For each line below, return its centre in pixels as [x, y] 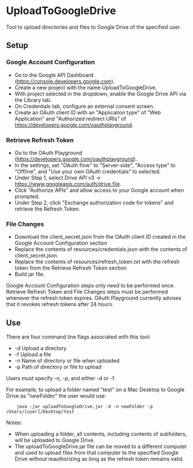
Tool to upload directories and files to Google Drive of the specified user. [94, 27]
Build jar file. [30, 274]
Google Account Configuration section [61, 243]
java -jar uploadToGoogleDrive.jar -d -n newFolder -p [85, 407]
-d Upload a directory [41, 348]
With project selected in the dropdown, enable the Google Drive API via [100, 94]
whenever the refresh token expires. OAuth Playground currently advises [94, 298]
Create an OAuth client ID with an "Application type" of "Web [88, 112]
